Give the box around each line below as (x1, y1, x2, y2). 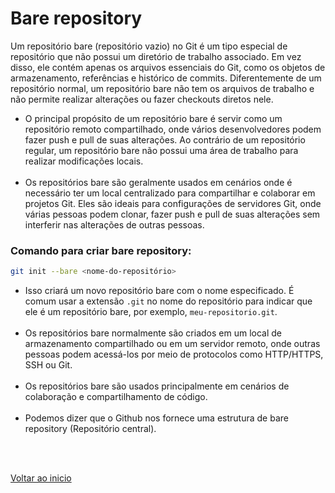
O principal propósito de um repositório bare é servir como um (24, 112, 283, 124)
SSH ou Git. (24, 359, 73, 371)
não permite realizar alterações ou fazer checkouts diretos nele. (10, 93, 274, 105)
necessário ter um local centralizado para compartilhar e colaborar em (24, 187, 316, 199)
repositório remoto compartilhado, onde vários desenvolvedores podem (24, 123, 322, 135)
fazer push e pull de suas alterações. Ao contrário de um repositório (24, 133, 306, 146)
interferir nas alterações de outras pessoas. (24, 218, 205, 231)
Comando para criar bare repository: (10, 243, 192, 257)
